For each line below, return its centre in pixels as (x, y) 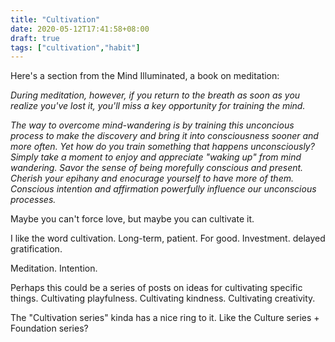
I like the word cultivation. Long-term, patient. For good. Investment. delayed (168, 238)
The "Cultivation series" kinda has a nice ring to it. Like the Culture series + (165, 318)
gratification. (36, 249)
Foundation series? (49, 328)
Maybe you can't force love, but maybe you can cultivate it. (132, 219)
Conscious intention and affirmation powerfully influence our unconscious (163, 189)
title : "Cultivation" (55, 19)
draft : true (35, 38)
